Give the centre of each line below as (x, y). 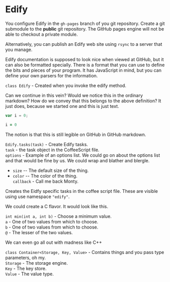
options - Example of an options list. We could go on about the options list (83, 155)
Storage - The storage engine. (37, 263)
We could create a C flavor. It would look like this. (57, 206)
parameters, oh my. (26, 258)
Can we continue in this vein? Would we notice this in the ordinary (74, 95)
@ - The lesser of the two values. (39, 232)
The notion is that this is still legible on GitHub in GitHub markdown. (76, 134)
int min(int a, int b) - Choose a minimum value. (58, 216)
